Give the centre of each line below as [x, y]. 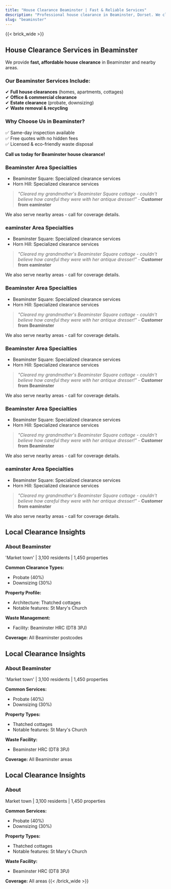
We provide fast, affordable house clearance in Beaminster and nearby [81, 62]
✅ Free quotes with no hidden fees [42, 138]
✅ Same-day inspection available [40, 133]
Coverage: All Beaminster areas [39, 759]
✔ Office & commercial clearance [41, 97]
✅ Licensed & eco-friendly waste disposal [49, 144]
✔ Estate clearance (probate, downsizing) [50, 103]
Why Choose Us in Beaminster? [45, 121]
